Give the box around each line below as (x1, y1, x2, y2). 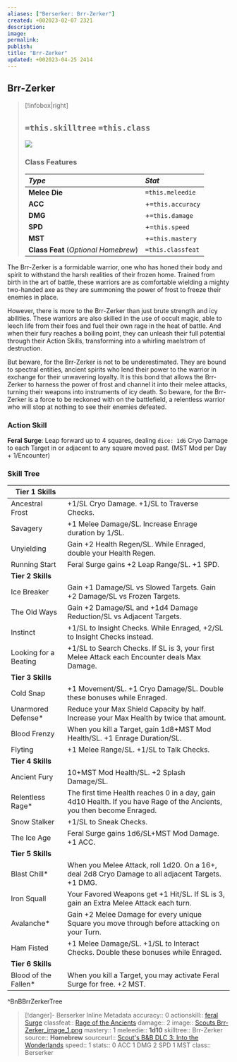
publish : (7, 43, 33, 50)
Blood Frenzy (11, 729, 55, 739)
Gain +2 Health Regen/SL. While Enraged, (67, 539, 206, 549)
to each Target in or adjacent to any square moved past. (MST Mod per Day (7, 444, 227, 452)
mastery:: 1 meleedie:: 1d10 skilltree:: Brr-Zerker (84, 1026, 224, 1034)
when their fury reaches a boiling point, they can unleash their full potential (7, 329, 226, 337)
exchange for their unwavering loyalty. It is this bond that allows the (7, 372, 204, 381)
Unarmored (11, 704, 49, 714)
